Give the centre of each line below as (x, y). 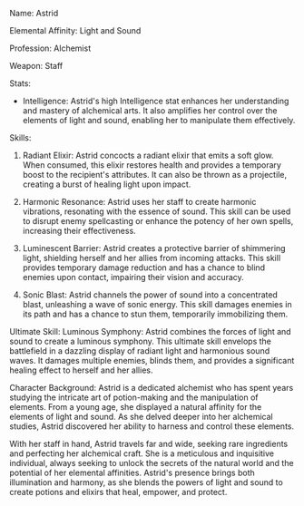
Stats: (20, 83)
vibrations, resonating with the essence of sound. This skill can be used (157, 211)
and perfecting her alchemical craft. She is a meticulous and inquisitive (142, 453)
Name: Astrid (34, 13)
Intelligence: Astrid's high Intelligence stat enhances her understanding (156, 101)
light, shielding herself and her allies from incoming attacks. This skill (152, 258)
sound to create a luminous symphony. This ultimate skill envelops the (141, 341)
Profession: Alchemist (50, 48)
